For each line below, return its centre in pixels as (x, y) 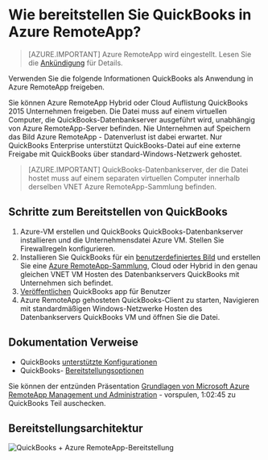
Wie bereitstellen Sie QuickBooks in (130, 15)
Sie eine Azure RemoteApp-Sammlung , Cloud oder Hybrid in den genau (139, 265)
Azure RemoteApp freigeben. (56, 87)
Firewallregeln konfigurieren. (67, 248)
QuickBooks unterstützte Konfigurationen (89, 362)
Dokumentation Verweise (74, 343)
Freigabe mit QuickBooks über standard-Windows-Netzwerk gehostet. (125, 154)
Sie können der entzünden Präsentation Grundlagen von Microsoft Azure (129, 386)
